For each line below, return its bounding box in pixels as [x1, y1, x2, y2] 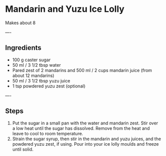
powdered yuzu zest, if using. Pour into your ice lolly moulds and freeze [12, 141, 159, 147]
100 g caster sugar [12, 57, 51, 63]
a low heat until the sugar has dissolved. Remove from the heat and [12, 125, 150, 131]
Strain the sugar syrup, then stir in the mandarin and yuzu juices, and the [12, 136, 161, 142]
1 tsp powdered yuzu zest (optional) [12, 83, 86, 89]
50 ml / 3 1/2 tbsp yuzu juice [12, 78, 70, 83]
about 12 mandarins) [12, 73, 55, 78]
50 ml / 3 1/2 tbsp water [12, 62, 61, 68]
